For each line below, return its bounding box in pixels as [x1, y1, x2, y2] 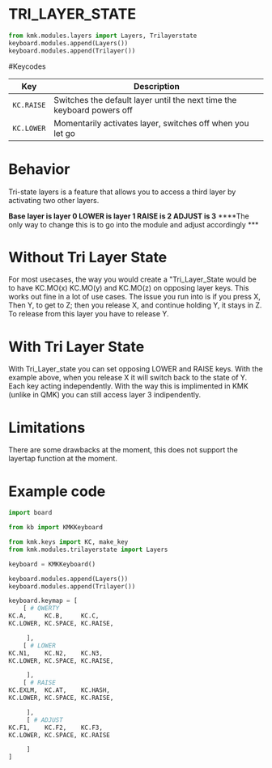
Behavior [8, 159, 70, 178]
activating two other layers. [8, 195, 100, 205]
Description [133, 80, 180, 91]
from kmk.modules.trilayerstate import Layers [8, 545, 168, 554]
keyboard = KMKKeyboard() [8, 560, 96, 568]
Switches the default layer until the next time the [53, 94, 237, 105]
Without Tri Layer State [8, 248, 168, 266]
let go [53, 127, 75, 138]
